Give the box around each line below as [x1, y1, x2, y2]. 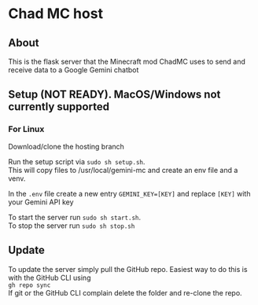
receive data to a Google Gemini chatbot [8, 65, 139, 75]
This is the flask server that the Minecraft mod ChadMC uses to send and [8, 57, 246, 66]
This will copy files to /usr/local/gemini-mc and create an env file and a [8, 165, 238, 175]
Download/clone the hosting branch [8, 141, 124, 151]
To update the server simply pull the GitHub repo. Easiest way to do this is [8, 264, 248, 274]
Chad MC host [8, 5, 104, 23]
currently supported [8, 100, 110, 114]
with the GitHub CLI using [8, 273, 91, 282]
